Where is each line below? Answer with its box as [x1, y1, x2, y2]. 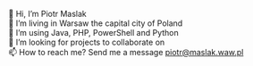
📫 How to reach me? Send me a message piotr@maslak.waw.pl [8, 47, 244, 57]
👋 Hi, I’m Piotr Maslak [8, 9, 87, 19]
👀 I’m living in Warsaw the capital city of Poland [8, 18, 183, 29]
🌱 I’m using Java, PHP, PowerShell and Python [8, 28, 180, 37]
